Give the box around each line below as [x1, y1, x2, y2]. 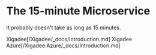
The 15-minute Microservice [6, 4, 151, 18]
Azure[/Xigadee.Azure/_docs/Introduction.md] [6, 42, 121, 49]
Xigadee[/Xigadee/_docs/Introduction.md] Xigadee [6, 35, 133, 42]
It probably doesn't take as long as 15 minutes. [6, 24, 121, 31]
